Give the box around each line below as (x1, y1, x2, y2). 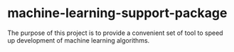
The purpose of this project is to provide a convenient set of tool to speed (7, 28, 223, 37)
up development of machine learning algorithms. (7, 36, 150, 44)
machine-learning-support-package (7, 5, 228, 21)
